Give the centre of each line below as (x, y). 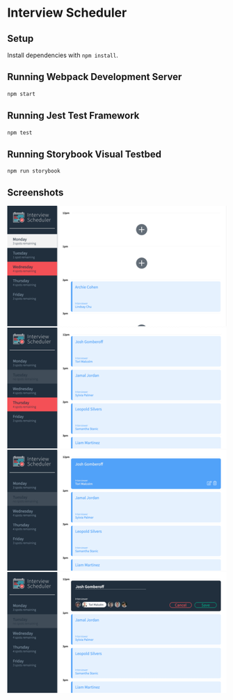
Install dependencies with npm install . (63, 55)
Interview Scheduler (67, 13)
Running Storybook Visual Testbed (85, 154)
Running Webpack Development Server (95, 77)
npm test (20, 133)
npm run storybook (34, 171)
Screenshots (35, 193)
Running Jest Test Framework (73, 116)
